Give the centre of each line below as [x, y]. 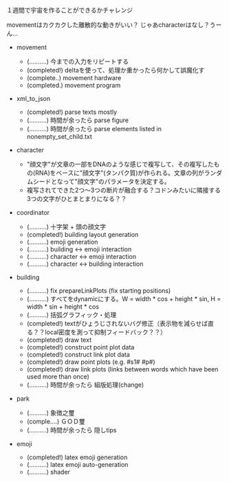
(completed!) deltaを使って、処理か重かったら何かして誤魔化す [116, 70]
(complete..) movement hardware [74, 78]
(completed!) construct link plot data [78, 355]
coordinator [33, 212]
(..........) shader [48, 472]
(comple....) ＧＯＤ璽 [56, 421]
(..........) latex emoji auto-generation [77, 464]
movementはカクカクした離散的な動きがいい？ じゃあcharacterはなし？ [108, 25]
